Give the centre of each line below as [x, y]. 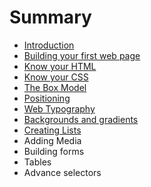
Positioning [47, 98]
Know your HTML [60, 66]
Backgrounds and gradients [81, 119]
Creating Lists [52, 130]
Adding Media [52, 140]
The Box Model [55, 87]
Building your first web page [82, 55]
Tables [37, 162]
